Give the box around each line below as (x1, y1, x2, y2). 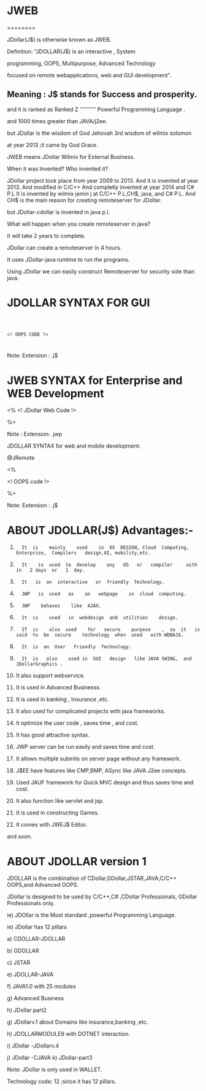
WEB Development (7, 386, 104, 400)
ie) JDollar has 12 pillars (7, 924, 67, 931)
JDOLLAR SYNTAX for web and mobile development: (7, 442, 141, 450)
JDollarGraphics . (15, 661, 63, 667)
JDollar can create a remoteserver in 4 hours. (7, 243, 122, 251)
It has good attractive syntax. (15, 731, 90, 739)
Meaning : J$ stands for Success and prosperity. (7, 90, 197, 100)
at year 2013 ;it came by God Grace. (7, 141, 98, 148)
